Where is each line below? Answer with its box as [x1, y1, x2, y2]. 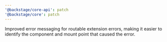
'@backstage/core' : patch [5, 12, 59, 17]
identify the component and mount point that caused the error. [5, 31, 136, 37]
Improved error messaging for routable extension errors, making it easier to [5, 25, 162, 31]
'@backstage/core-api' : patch [5, 7, 69, 12]
